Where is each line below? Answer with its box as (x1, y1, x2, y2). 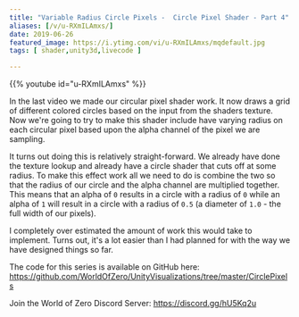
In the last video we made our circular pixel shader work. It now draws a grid (9, 96, 291, 107)
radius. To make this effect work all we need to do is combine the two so (9, 171, 276, 181)
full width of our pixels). (9, 208, 96, 219)
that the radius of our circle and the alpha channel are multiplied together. (9, 179, 280, 190)
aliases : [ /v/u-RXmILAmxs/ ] (9, 21, 114, 30)
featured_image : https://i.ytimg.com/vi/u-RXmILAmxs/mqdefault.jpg (9, 38, 266, 47)
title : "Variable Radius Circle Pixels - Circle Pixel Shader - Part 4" (9, 13, 290, 22)
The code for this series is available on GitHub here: (9, 262, 200, 272)
